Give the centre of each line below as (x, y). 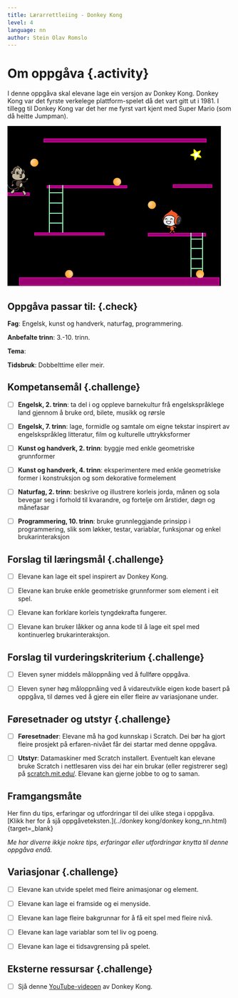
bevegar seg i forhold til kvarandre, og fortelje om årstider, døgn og (117, 500)
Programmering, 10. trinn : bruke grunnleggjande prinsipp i (104, 521)
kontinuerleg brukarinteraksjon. (64, 635)
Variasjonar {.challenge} (63, 872)
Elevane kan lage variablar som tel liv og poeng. (88, 932)
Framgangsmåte (45, 796)
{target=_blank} (30, 828)
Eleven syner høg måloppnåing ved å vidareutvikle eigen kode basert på (124, 689)
